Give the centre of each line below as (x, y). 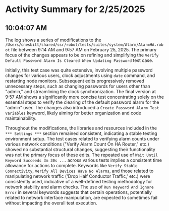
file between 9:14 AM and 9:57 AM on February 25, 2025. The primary (84, 50)
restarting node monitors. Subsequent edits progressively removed (75, 81)
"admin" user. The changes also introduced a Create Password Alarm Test (82, 108)
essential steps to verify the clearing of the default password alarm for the (82, 102)
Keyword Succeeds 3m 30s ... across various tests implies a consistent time (84, 160)
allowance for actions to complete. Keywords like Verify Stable (71, 165)
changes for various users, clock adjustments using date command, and (80, 76)
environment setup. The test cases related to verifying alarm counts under (82, 139)
